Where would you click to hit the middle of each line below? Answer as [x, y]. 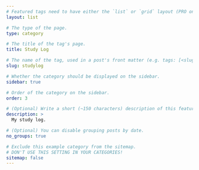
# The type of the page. [37, 28]
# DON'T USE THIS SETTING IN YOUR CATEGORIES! [65, 152]
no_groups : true [26, 136]
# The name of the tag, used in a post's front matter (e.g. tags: [91, 60]
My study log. [29, 120]
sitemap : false [25, 158]
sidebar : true [24, 82]
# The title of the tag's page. [46, 44]
